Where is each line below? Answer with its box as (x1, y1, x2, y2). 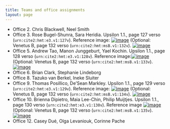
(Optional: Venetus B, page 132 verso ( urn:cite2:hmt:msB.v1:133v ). (12, 58, 153, 64)
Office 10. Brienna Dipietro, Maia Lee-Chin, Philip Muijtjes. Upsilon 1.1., (12, 96, 159, 102)
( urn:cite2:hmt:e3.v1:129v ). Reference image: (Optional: (12, 85, 151, 91)
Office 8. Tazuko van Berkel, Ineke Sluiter (12, 75, 99, 81)
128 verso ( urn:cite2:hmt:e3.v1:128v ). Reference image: (12, 53, 132, 59)
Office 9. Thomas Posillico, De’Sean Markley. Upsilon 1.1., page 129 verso (12, 80, 165, 86)
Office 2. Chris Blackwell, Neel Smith (12, 26, 90, 32)
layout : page (5, 12, 33, 17)
